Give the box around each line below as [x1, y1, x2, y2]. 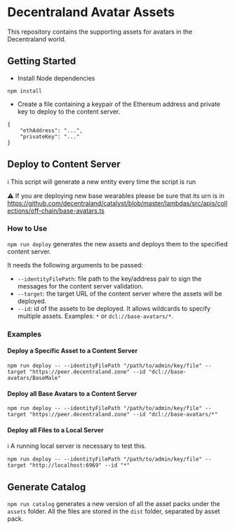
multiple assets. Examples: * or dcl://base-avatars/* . [17, 312, 174, 320]
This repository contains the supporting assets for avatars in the [7, 27, 193, 36]
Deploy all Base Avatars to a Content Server [7, 389, 137, 397]
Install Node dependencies [17, 74, 95, 82]
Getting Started [7, 55, 76, 67]
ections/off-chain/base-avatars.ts [7, 206, 105, 215]
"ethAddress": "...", [20, 127, 83, 134]
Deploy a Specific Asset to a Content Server [7, 347, 138, 355]
